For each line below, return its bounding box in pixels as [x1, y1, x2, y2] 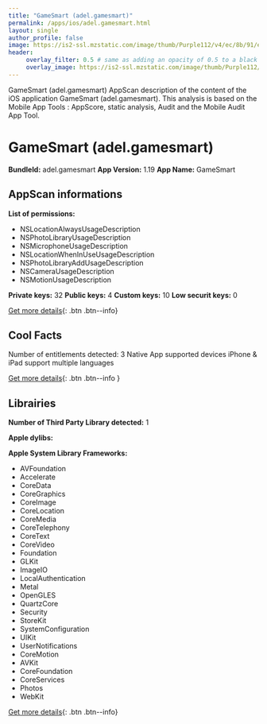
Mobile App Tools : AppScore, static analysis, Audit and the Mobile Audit [8, 102, 246, 111]
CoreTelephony [19, 523, 70, 532]
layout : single [8, 26, 59, 34]
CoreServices [19, 675, 65, 684]
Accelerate [19, 472, 56, 482]
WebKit [19, 692, 44, 702]
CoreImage [19, 498, 57, 507]
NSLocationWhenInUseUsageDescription [19, 250, 155, 259]
